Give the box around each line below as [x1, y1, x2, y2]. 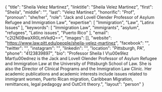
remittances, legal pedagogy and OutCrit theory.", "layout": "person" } [5, 81, 144, 87]
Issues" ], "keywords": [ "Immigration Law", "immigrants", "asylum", [5, 25, 140, 31]
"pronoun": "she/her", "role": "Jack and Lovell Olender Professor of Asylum [5, 15, 155, 20]
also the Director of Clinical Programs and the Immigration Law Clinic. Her [5, 66, 152, 72]
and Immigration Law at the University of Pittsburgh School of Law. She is [5, 61, 151, 66]
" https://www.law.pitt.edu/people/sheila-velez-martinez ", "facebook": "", [5, 40, 150, 46]
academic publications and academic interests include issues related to [5, 71, 147, 77]
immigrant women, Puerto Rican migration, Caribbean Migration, [5, 76, 133, 82]
